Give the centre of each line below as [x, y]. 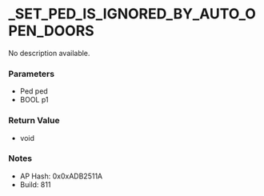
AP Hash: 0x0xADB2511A [61, 176]
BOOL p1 [34, 100]
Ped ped [34, 91]
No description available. [49, 53]
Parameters [31, 74]
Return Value [34, 121]
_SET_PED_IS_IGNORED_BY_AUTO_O [132, 14]
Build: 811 [35, 184]
